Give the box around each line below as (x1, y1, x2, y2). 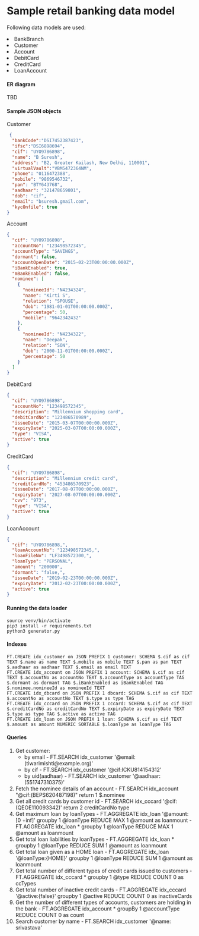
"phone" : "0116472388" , (12, 171, 70, 177)
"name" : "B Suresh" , (12, 154, 63, 160)
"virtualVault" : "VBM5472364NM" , (12, 165, 92, 171)
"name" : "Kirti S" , (22, 293, 70, 299)
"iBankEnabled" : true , (12, 265, 68, 271)
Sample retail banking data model (7, 4, 175, 18)
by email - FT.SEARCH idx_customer (24, 753, 113, 761)
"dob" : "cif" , (12, 193, 47, 199)
